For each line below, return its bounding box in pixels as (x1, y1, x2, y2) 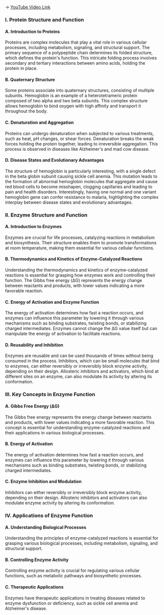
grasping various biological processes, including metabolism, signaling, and (5, 541, 158, 546)
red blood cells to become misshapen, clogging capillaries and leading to (5, 184, 153, 189)
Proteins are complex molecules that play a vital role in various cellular (5, 39, 147, 46)
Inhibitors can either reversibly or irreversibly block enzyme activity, (5, 490, 142, 495)
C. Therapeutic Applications (5, 584, 64, 590)
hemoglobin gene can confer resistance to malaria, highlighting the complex (5, 194, 159, 200)
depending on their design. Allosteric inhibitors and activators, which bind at (5, 368, 159, 374)
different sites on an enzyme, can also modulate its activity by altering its (5, 374, 152, 379)
